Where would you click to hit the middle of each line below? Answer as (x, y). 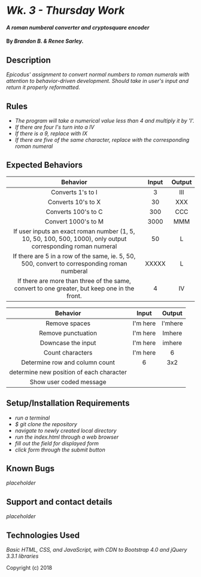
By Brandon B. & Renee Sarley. (45, 41)
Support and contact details (59, 502)
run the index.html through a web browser (67, 437)
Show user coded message (68, 382)
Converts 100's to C (74, 212)
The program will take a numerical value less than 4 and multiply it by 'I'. (104, 121)
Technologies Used (43, 535)
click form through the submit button (60, 450)
